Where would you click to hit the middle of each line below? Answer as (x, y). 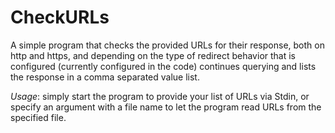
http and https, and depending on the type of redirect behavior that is (153, 55)
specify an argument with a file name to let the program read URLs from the (166, 107)
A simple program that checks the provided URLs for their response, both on (167, 45)
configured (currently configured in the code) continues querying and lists (163, 66)
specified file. (38, 117)
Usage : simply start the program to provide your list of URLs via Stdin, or (160, 96)
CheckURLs (60, 17)
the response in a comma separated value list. (105, 77)
